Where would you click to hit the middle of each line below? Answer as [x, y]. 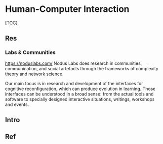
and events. [17, 104]
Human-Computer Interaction [67, 9]
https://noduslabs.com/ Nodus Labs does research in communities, [74, 63]
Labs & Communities [30, 52]
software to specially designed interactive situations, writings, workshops [80, 99]
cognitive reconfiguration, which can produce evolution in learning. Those [80, 89]
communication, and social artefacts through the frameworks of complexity [82, 68]
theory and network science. [34, 74]
